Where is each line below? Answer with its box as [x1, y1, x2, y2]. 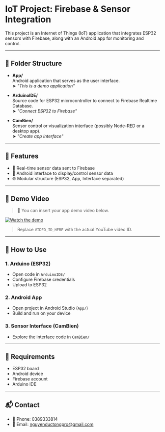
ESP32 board [12, 366, 39, 372]
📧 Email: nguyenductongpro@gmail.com [12, 421, 94, 428]
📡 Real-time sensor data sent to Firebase [12, 165, 95, 171]
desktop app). [12, 128, 41, 134]
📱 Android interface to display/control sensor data [12, 170, 113, 176]
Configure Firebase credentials [12, 276, 75, 283]
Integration [5, 14, 52, 25]
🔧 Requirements [5, 352, 55, 361]
